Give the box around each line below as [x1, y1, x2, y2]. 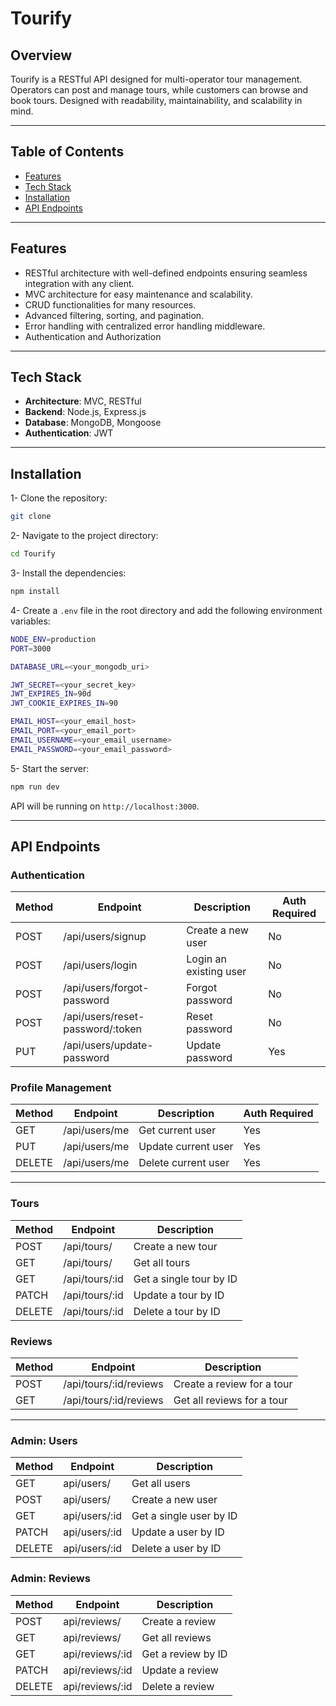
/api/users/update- [63, 1038, 154, 1052]
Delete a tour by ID [133, 1304, 221, 1318]
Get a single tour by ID [133, 1272, 238, 1286]
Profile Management [10, 1081, 112, 1095]
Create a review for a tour [173, 1377, 293, 1391]
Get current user [138, 1123, 217, 1137]
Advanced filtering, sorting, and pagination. [24, 309, 205, 321]
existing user [186, 965, 247, 979]
